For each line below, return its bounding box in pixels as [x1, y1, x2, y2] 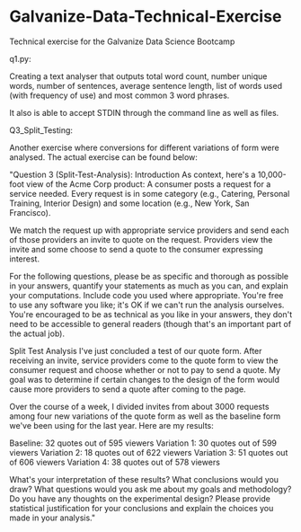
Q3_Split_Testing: [9, 124, 74, 136]
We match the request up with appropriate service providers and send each [9, 225, 289, 235]
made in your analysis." [9, 512, 96, 523]
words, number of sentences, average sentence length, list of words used [9, 80, 283, 91]
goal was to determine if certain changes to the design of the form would [9, 374, 280, 385]
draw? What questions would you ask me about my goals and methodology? [9, 483, 292, 494]
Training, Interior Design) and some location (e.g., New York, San [9, 198, 250, 208]
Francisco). [9, 207, 51, 217]
